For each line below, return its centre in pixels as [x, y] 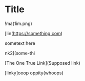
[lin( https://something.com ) [34, 33]
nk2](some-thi [20, 53]
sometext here [20, 43]
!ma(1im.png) [19, 23]
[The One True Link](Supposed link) [42, 63]
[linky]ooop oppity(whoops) [34, 73]
